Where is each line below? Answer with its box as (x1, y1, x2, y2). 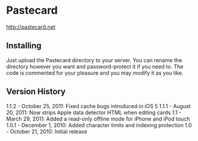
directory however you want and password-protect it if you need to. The (6, 63, 184, 70)
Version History (6, 87, 66, 97)
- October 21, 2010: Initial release (6, 128, 88, 135)
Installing (6, 41, 42, 51)
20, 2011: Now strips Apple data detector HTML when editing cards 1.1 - (6, 109, 182, 116)
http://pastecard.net (6, 23, 55, 30)
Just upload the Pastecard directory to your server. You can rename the (6, 56, 182, 63)
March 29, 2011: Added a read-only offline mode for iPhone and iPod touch (6, 115, 190, 122)
